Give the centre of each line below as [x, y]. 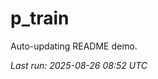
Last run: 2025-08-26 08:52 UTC [79, 65]
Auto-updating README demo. [74, 46]
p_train [40, 18]
